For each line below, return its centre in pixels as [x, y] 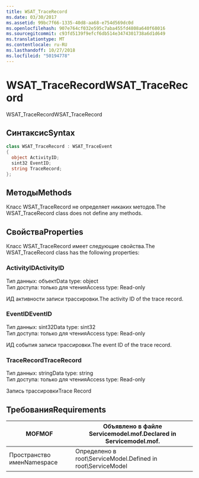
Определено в [96, 451]
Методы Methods [39, 193]
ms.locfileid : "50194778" [38, 56]
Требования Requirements [56, 409]
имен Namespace [33, 462]
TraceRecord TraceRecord [44, 360]
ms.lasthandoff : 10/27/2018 [41, 50]
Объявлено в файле [132, 426]
